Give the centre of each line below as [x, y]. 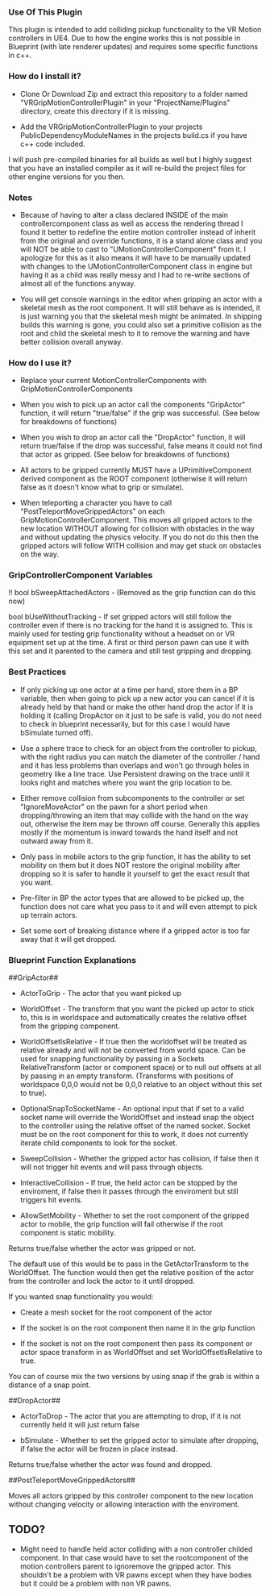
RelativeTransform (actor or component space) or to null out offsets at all [141, 1068]
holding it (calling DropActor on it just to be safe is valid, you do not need [141, 715]
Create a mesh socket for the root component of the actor [116, 1312]
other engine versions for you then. [67, 177]
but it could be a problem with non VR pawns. [96, 1583]
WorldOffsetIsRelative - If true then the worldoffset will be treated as [133, 1042]
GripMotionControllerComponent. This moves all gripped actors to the [136, 520]
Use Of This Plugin [46, 12]
